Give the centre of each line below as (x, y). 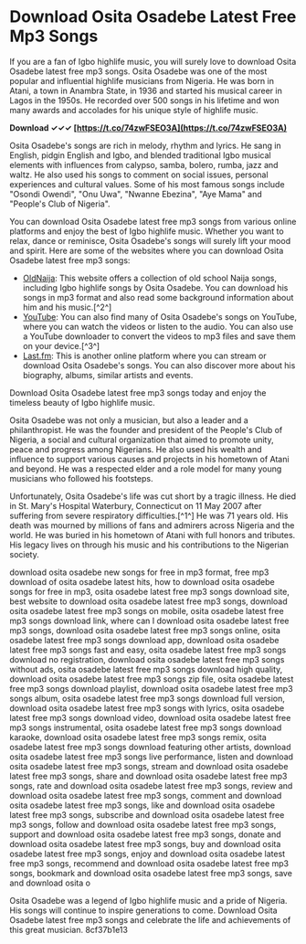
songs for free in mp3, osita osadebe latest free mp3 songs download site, (150, 591)
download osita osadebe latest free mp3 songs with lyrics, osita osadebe (147, 708)
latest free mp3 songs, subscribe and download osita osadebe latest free (147, 814)
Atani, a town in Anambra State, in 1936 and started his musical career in (146, 90)
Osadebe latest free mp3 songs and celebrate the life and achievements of (150, 919)
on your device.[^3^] (61, 345)
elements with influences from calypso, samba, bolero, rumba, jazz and (144, 164)
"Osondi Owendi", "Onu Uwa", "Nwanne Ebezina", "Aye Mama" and (136, 194)
